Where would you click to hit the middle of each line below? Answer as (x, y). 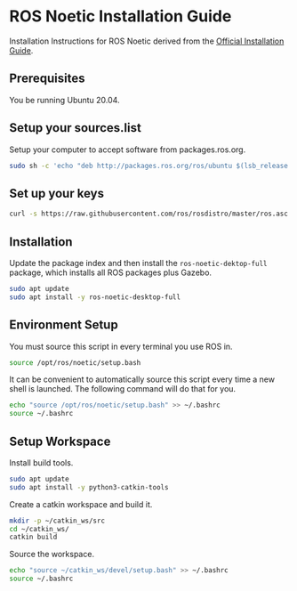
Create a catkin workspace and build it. (81, 504)
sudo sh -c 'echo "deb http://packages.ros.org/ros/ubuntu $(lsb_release (149, 166)
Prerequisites (47, 79)
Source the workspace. (52, 555)
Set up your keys (57, 193)
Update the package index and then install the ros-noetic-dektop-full (138, 263)
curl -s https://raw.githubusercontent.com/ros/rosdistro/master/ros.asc (149, 214)
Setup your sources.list (76, 128)
